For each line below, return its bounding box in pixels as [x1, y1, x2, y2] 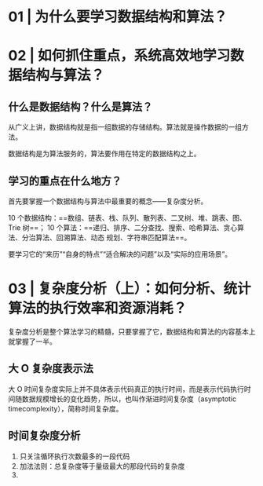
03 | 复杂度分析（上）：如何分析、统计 [8, 280, 251, 298]
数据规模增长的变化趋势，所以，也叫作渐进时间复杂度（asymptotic [21, 394, 237, 404]
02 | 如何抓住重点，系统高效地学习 [8, 47, 231, 64]
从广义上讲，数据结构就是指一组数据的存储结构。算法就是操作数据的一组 [8, 122, 242, 132]
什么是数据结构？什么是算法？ [8, 100, 153, 113]
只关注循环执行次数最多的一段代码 [19, 451, 130, 461]
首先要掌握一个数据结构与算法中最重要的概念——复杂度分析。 [8, 196, 208, 206]
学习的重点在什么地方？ [8, 174, 122, 188]
